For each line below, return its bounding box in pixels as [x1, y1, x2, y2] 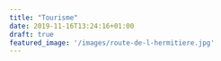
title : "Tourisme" [9, 13, 78, 22]
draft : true [9, 30, 54, 39]
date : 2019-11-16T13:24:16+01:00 [9, 22, 135, 30]
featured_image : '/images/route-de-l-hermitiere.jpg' [9, 38, 216, 48]
